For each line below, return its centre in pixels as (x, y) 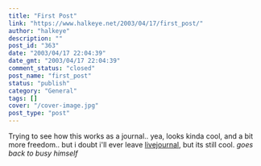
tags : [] (23, 98)
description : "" (35, 38)
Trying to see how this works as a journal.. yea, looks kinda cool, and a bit (131, 136)
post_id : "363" (34, 46)
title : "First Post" (43, 16)
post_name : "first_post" (50, 76)
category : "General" (43, 91)
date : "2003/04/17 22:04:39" (57, 53)
